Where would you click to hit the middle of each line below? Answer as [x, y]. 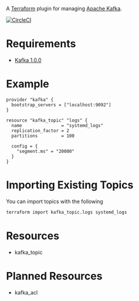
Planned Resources [54, 276]
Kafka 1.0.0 [28, 60]
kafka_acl [26, 292]
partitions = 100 [43, 136]
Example [28, 84]
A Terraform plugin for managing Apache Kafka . [64, 9]
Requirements [41, 44]
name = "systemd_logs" [57, 125]
